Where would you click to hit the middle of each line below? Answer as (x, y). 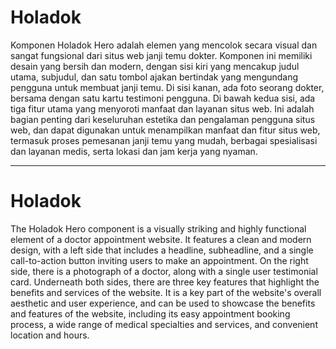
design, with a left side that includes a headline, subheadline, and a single (162, 250)
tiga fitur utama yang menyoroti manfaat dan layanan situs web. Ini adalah (162, 108)
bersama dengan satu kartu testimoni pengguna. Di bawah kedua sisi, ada (163, 98)
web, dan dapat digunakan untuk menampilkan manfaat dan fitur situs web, (165, 130)
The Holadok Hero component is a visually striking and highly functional (158, 228)
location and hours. (50, 335)
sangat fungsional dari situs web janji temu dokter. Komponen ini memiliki (161, 55)
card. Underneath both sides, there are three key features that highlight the (165, 282)
